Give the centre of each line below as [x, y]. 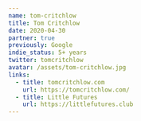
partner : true [32, 38]
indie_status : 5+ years [48, 53]
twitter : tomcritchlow [46, 60]
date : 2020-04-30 [37, 30]
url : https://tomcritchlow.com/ [76, 90]
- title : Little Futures [57, 97]
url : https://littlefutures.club [78, 104]
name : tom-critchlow [43, 16]
